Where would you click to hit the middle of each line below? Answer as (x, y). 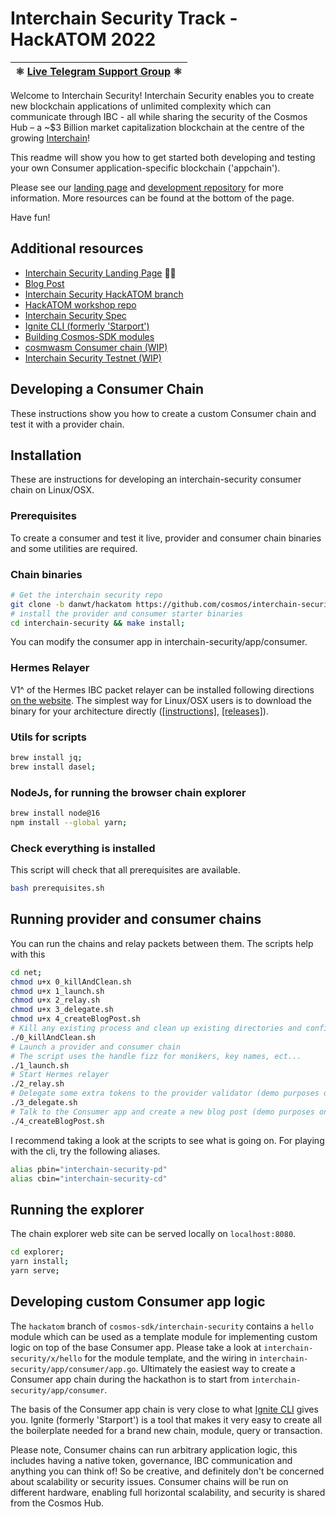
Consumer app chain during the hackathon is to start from (130, 1379)
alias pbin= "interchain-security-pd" (89, 1169)
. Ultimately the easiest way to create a (215, 1368)
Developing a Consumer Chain (107, 389)
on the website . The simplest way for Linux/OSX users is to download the (161, 700)
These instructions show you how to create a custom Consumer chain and (163, 413)
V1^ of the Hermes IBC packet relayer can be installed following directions (162, 689)
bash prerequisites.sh (57, 888)
